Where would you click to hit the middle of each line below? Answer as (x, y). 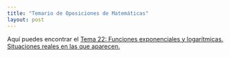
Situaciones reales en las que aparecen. (64, 46)
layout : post (26, 20)
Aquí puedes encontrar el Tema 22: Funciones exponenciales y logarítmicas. (115, 39)
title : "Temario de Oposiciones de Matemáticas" (78, 13)
